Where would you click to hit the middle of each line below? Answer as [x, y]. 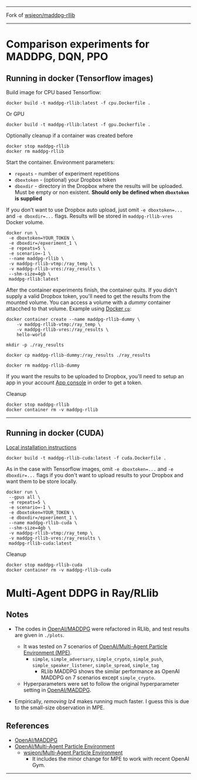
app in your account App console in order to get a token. [74, 382]
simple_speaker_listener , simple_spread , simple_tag [96, 665]
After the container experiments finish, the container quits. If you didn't [92, 290]
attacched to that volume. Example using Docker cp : [69, 309]
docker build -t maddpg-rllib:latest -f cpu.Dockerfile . [78, 103]
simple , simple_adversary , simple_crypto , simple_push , [98, 659]
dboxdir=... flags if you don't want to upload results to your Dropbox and [95, 475]
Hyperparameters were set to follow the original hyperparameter [101, 683]
